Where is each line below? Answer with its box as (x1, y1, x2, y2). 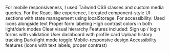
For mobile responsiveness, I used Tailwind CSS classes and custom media (5, 5, 164, 10)
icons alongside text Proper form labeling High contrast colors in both (5, 20, 152, 26)
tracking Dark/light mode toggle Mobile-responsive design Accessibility (5, 37, 157, 43)
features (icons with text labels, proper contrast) (5, 42, 108, 48)
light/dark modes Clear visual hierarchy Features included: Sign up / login (5, 26, 160, 32)
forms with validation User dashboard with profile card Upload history (5, 32, 153, 37)
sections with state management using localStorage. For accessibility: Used (5, 15, 165, 21)
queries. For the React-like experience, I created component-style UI (5, 10, 151, 16)
